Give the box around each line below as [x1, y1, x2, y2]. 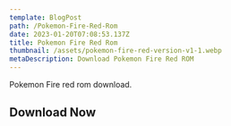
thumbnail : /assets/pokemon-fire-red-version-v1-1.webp [9, 46, 222, 55]
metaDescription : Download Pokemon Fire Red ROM [9, 55, 194, 63]
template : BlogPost [9, 13, 82, 22]
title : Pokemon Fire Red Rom [9, 38, 118, 47]
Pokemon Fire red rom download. [9, 80, 133, 89]
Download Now [9, 105, 97, 121]
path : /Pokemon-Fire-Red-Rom [9, 21, 118, 30]
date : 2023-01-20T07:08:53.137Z [9, 29, 130, 38]
